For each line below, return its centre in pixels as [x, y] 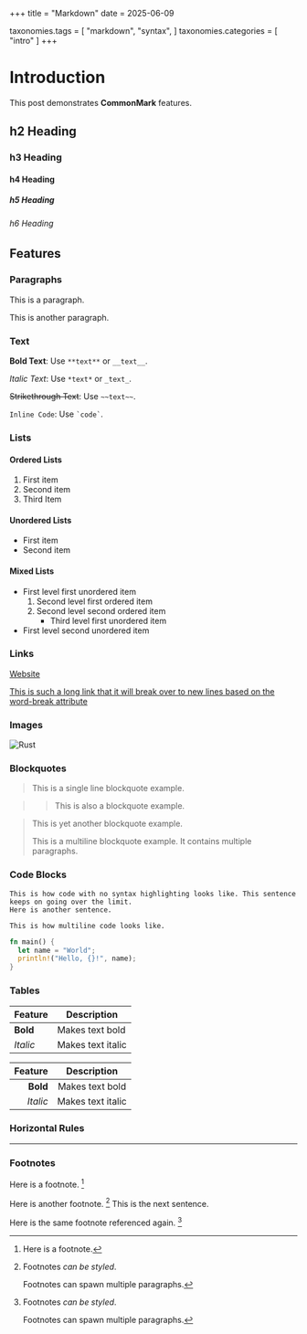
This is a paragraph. [47, 300]
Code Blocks [38, 874]
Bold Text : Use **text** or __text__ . [79, 361]
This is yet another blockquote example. [107, 824]
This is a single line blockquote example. [108, 789]
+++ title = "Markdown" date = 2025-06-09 [92, 13]
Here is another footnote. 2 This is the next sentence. [109, 1202]
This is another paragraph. [59, 317]
